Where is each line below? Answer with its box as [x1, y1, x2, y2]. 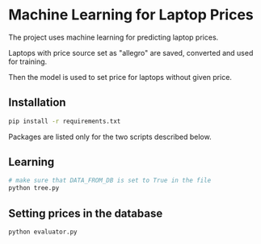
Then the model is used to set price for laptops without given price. [8, 72, 233, 82]
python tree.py [8, 184, 60, 192]
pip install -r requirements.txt [8, 117, 121, 125]
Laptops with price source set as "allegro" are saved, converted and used [8, 48, 254, 57]
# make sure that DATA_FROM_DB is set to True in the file [8, 176, 212, 185]
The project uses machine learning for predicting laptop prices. [8, 32, 219, 42]
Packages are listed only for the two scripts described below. [8, 132, 212, 141]
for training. [8, 57, 48, 66]
